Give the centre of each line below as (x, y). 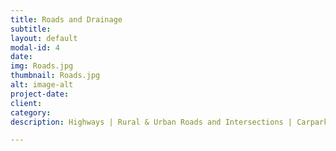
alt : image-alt (42, 85)
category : (31, 112)
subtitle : (31, 29)
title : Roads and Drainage (66, 19)
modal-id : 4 (35, 47)
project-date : (40, 94)
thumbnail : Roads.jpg (55, 76)
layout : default (44, 38)
